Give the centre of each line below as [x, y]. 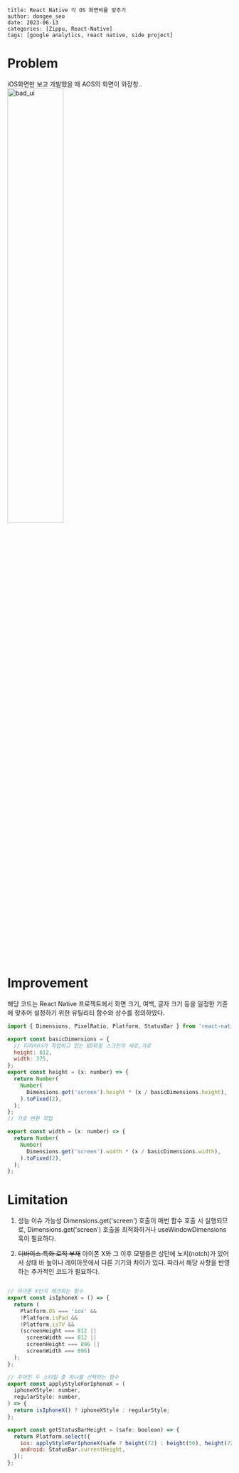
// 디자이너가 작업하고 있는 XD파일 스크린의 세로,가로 [83, 1046]
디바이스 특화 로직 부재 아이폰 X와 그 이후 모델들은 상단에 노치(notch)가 [117, 1254]
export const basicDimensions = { [59, 1039]
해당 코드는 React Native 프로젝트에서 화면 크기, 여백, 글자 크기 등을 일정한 [111, 1003]
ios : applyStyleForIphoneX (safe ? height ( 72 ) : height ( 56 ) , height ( [124, 1443]
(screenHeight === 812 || [59, 1331]
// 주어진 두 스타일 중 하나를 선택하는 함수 [63, 1377]
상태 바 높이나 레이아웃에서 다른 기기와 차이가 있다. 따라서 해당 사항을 [121, 1262]
